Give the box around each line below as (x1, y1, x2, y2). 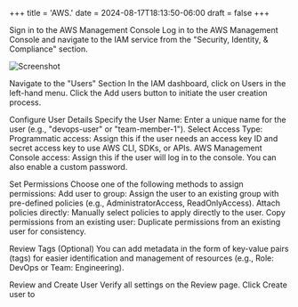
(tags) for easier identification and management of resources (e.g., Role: (9, 253, 274, 263)
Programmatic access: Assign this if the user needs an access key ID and (9, 133, 278, 143)
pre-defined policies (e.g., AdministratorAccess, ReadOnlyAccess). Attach (9, 198, 280, 208)
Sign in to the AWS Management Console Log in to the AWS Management (9, 25, 278, 35)
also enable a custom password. (9, 162, 128, 172)
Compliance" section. (9, 44, 89, 54)
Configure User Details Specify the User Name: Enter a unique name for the (9, 115, 286, 125)
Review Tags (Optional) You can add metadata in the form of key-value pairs (9, 244, 289, 254)
